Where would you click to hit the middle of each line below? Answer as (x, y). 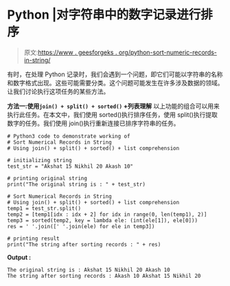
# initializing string (39, 160)
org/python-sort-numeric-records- (168, 52)
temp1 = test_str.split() (44, 208)
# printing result (33, 239)
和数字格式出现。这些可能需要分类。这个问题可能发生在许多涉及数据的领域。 (115, 82)
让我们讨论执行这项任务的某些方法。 (58, 91)
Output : (19, 257)
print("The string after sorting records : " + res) (84, 244)
